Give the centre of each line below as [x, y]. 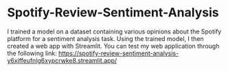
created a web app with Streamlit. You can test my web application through [113, 46]
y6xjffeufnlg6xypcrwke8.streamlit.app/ [62, 60]
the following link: [32, 53]
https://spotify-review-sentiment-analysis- [118, 53]
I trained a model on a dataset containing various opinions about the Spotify [114, 31]
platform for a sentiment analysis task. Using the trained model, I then [105, 38]
